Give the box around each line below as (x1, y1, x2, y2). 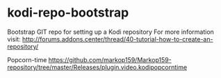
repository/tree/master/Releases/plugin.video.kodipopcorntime (7, 63, 188, 71)
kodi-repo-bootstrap (7, 5, 129, 21)
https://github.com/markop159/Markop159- (48, 55, 172, 64)
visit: (7, 35, 21, 43)
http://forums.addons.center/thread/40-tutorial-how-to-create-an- (22, 35, 213, 43)
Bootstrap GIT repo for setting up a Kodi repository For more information (7, 28, 214, 36)
